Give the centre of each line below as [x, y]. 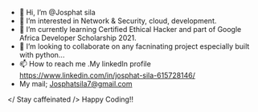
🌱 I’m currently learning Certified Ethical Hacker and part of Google [130, 29]
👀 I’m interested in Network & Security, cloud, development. [118, 21]
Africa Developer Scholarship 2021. [78, 38]
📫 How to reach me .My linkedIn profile [85, 64]
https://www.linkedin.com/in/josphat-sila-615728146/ [107, 75]
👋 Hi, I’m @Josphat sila [57, 12]
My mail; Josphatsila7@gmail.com [76, 84]
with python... [42, 55]
